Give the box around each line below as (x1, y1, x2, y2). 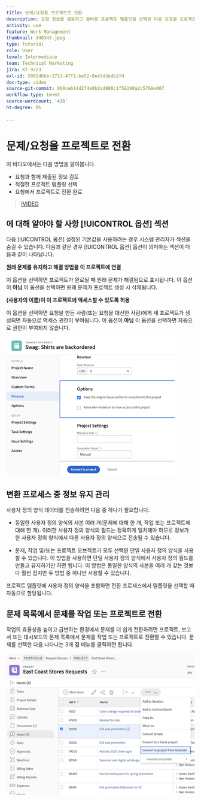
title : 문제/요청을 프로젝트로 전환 (6, 10, 83, 16)
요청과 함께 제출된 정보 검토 (14, 173, 80, 180)
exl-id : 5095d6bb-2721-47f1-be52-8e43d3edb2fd (6, 73, 124, 79)
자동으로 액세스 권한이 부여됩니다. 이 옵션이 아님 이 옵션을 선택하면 (22, 317, 177, 324)
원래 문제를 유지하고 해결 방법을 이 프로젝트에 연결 (6, 264, 121, 271)
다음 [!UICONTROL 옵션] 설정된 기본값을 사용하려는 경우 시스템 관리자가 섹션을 (6, 236, 191, 243)
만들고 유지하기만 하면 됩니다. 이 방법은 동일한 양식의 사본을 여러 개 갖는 (14, 562, 182, 569)
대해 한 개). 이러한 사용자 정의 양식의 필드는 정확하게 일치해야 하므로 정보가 (14, 526, 190, 534)
